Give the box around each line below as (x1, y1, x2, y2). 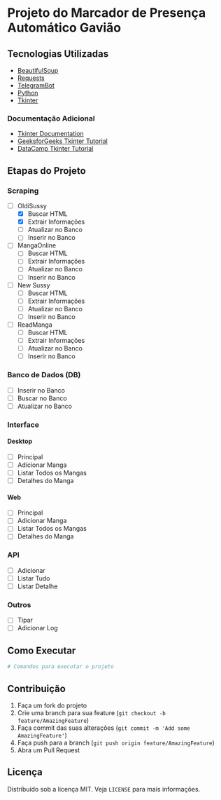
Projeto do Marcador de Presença (7, 5, 206, 21)
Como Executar (7, 644, 76, 656)
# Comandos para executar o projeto (7, 663, 114, 670)
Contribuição (7, 682, 66, 695)
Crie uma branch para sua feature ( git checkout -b (17, 708, 166, 717)
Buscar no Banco (17, 394, 68, 402)
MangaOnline (17, 241, 57, 250)
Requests (17, 74, 45, 82)
